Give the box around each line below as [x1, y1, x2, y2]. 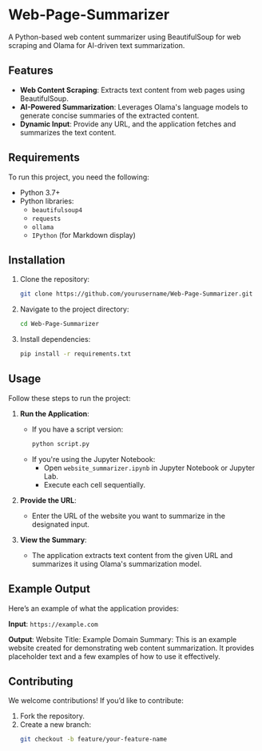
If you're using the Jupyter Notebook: [31, 454, 156, 464]
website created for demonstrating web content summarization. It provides [8, 643, 255, 653]
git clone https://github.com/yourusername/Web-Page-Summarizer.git [19, 290, 253, 298]
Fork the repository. [19, 711, 85, 721]
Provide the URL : [19, 495, 77, 505]
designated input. [31, 519, 90, 529]
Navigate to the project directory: [19, 304, 129, 314]
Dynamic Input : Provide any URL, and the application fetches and [19, 118, 236, 129]
